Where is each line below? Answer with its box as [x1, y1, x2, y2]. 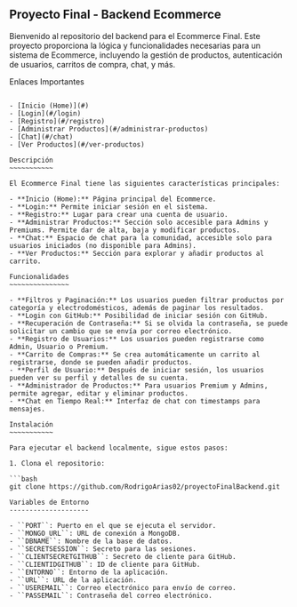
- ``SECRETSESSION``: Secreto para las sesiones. [9, 544, 197, 554]
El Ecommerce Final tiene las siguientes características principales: [9, 179, 280, 188]
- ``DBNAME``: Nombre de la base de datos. [9, 537, 173, 546]
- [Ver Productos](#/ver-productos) [9, 140, 145, 149]
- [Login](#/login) [9, 108, 82, 118]
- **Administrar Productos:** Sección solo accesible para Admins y [9, 218, 269, 227]
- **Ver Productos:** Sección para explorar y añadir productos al [9, 249, 265, 258]
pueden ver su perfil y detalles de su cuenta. [9, 373, 189, 382]
